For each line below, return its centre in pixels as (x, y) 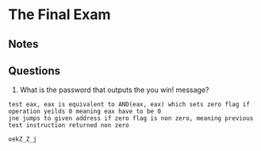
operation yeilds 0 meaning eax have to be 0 (84, 112)
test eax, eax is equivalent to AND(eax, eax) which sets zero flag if (129, 105)
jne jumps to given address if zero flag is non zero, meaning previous (131, 118)
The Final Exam (59, 15)
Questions (35, 70)
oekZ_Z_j (23, 139)
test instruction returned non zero (69, 126)
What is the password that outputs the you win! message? (114, 90)
